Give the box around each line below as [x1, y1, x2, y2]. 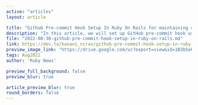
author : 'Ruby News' [6, 57, 57, 64]
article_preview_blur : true [6, 84, 75, 90]
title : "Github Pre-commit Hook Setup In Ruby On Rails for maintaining [6, 25, 189, 31]
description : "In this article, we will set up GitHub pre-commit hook [6, 30, 186, 36]
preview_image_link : [6, 47, 57, 53]
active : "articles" [6, 8, 54, 15]
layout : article [6, 14, 46, 20]
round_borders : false [6, 90, 60, 96]
